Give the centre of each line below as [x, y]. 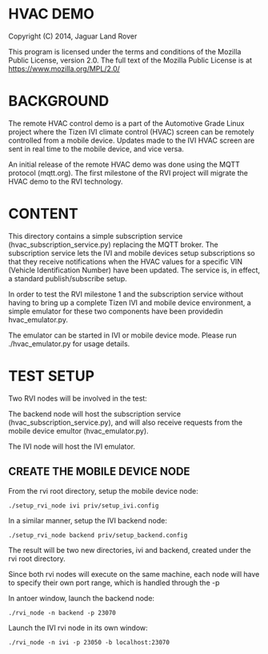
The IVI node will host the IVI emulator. [72, 446]
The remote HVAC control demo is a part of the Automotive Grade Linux [127, 123]
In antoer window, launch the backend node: [81, 598]
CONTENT [43, 214]
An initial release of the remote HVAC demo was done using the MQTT [124, 164]
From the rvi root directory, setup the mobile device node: [103, 490]
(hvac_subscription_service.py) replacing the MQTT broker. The [113, 244]
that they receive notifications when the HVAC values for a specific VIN [125, 261]
